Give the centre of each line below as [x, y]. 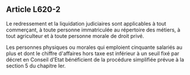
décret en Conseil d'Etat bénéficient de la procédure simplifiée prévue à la [95, 59]
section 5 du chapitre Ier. [36, 66]
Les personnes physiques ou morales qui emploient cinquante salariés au [94, 47]
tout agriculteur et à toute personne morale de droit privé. [75, 36]
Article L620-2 [34, 10]
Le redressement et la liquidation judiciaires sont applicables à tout [86, 23]
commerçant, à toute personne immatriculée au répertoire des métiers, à [93, 30]
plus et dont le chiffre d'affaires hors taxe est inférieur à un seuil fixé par [93, 53]
